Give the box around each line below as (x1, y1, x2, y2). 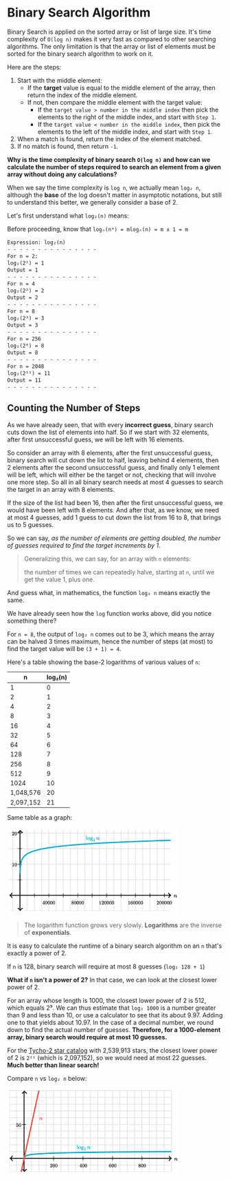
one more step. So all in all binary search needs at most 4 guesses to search (7, 477, 223, 486)
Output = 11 (7, 377, 41, 384)
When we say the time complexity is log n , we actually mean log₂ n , (7, 183, 201, 192)
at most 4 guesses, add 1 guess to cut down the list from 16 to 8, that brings (7, 513, 222, 521)
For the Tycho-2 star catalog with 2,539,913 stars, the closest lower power (7, 1046, 218, 1055)
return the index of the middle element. (27, 91, 138, 99)
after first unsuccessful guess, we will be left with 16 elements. (7, 435, 185, 444)
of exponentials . (23, 929, 72, 937)
